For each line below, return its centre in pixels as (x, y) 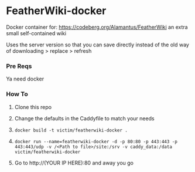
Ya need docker (25, 79)
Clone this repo (33, 107)
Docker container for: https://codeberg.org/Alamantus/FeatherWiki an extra (97, 27)
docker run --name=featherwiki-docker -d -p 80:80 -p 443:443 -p (96, 141)
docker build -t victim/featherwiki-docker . (71, 130)
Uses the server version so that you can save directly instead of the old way (97, 45)
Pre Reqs (19, 66)
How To (17, 94)
